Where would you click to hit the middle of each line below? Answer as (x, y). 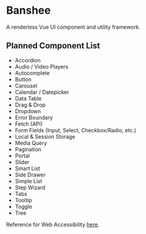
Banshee (28, 10)
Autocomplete (32, 73)
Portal (22, 156)
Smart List (28, 168)
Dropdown (28, 111)
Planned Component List (53, 46)
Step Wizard (30, 187)
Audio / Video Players (42, 66)
